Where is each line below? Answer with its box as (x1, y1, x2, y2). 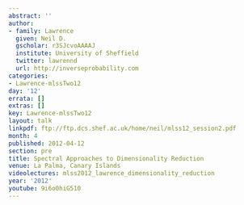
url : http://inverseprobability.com (15, 65, 139, 73)
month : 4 (8, 132, 38, 140)
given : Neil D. (15, 34, 67, 43)
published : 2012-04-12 (8, 139, 85, 148)
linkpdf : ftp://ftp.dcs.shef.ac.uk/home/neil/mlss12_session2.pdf (8, 124, 237, 132)
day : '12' (8, 86, 42, 95)
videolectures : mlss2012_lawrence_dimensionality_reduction (8, 169, 216, 178)
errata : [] (8, 94, 45, 102)
